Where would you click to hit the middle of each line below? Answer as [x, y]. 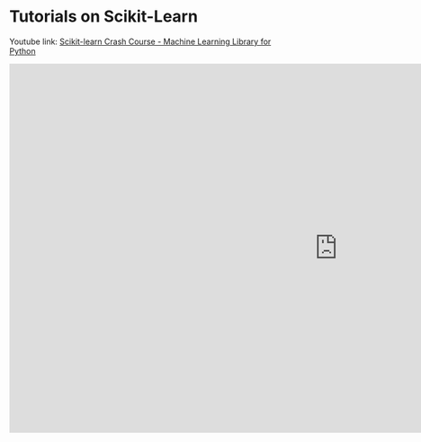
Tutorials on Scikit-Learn [103, 17]
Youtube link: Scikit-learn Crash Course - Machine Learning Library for [140, 41]
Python [22, 50]
